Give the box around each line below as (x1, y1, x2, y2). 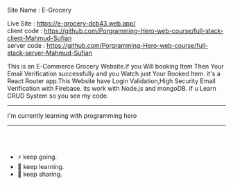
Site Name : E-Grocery (7, 6, 71, 14)
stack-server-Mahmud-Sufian (7, 49, 92, 57)
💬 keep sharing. (17, 170, 62, 178)
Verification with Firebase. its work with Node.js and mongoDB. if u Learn (7, 85, 216, 92)
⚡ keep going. (17, 152, 58, 161)
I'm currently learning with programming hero (7, 112, 137, 120)
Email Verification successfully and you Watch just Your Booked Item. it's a (7, 69, 221, 78)
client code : (7, 27, 43, 35)
